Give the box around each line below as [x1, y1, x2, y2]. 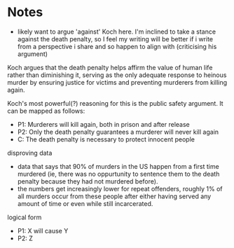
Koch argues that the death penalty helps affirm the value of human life [7, 63, 213, 71]
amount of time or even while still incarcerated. [17, 199, 153, 207]
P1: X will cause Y [17, 226, 69, 235]
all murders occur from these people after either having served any [17, 192, 212, 200]
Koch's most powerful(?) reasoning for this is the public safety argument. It [7, 99, 223, 107]
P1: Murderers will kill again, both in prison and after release [17, 120, 191, 128]
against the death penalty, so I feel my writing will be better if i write [17, 34, 214, 43]
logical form [7, 213, 42, 221]
